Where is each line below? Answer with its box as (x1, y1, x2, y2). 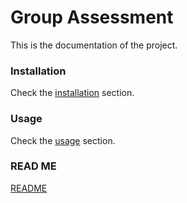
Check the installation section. (10, 87, 135, 99)
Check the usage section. (10, 134, 116, 146)
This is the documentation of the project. (10, 39, 178, 51)
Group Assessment (10, 6, 174, 29)
